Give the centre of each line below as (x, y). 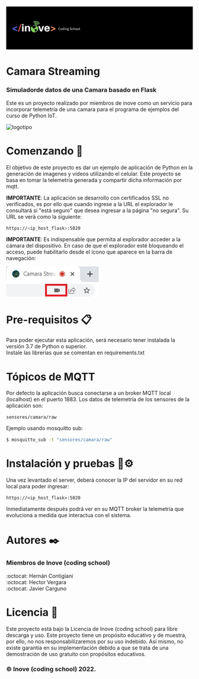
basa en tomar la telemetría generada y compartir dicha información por (94, 180)
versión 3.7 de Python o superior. (46, 347)
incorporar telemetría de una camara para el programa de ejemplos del (93, 109)
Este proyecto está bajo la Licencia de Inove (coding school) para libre (92, 629)
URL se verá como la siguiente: (44, 216)
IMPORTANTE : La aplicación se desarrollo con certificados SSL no (88, 198)
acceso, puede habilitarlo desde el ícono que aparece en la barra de (89, 252)
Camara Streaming (53, 71)
